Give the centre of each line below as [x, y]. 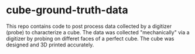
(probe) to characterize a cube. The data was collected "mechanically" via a [98, 32]
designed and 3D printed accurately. [50, 45]
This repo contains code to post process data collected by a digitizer [89, 26]
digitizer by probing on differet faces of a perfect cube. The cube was [90, 38]
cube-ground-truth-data [67, 10]
